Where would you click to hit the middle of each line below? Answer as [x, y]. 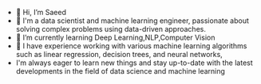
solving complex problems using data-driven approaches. [111, 29]
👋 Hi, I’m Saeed [41, 12]
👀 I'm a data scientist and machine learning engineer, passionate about [132, 21]
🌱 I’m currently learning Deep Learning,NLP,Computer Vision [115, 37]
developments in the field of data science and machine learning [121, 71]
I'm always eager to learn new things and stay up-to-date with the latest [134, 63]
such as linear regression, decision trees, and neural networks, [119, 54]
